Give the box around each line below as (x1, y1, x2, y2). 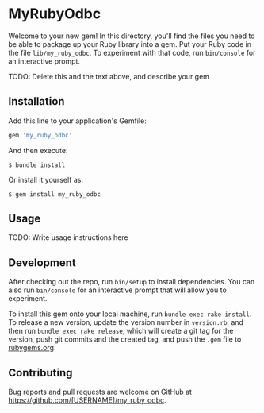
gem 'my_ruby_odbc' (8, 131, 73, 139)
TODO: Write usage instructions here (8, 233, 128, 242)
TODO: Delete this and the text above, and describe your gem (8, 71, 210, 81)
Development (8, 256, 77, 269)
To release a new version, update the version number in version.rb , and (8, 318, 244, 327)
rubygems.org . (8, 343, 56, 353)
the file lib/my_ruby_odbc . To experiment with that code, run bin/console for (8, 48, 256, 57)
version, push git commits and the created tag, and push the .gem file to (8, 334, 242, 344)
